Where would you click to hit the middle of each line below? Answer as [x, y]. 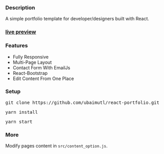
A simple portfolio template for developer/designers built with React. [77, 19]
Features [17, 46]
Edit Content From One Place [43, 79]
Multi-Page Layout [32, 62]
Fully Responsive [30, 57]
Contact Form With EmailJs [42, 67]
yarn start [19, 122]
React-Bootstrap [30, 73]
